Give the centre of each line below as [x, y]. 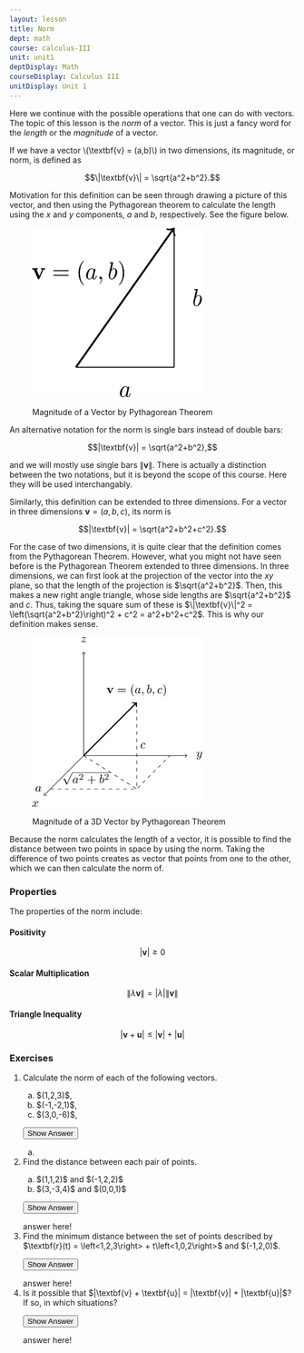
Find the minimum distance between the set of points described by [148, 1236]
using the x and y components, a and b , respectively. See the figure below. [149, 214]
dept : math [30, 38]
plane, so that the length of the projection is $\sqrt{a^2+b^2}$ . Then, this [146, 585]
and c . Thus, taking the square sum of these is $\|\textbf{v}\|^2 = [131, 604]
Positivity [28, 932]
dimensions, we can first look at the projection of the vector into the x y [142, 575]
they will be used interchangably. [71, 484]
